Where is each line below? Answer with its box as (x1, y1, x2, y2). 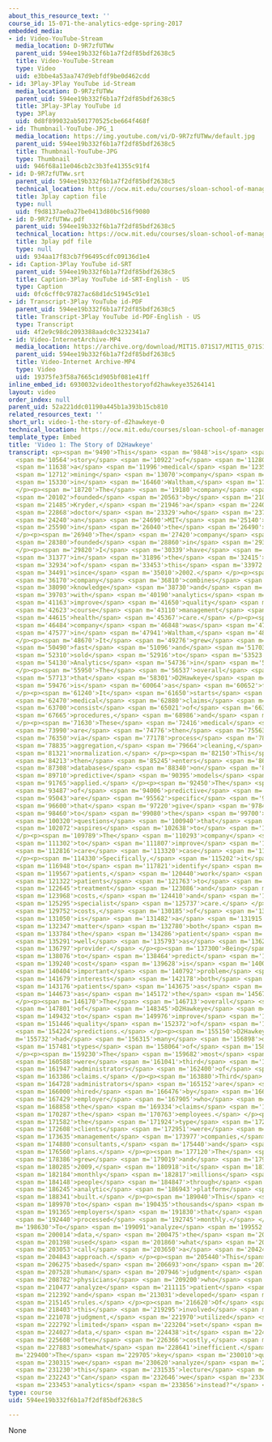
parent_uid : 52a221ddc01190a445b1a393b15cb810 (8, 403, 168, 411)
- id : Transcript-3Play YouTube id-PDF (8, 298, 143, 306)
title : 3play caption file (15, 192, 107, 201)
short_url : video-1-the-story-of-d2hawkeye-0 (8, 418, 164, 426)
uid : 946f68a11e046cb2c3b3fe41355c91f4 (15, 163, 151, 171)
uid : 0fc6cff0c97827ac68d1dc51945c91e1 (15, 291, 151, 299)
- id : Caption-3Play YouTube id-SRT (8, 260, 132, 268)
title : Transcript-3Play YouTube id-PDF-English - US (15, 312, 201, 320)
